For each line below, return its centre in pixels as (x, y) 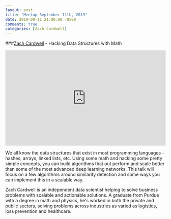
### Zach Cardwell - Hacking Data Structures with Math (64, 43)
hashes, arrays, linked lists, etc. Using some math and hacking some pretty (84, 159)
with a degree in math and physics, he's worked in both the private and (80, 201)
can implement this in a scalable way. (45, 180)
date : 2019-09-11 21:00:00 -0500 (41, 19)
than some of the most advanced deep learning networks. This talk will (80, 169)
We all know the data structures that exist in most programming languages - (85, 153)
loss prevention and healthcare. (38, 211)
